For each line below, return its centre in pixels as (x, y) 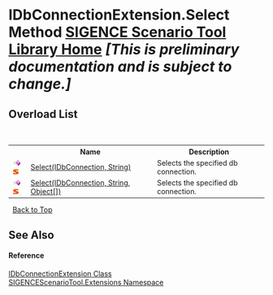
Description (209, 151)
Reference (26, 256)
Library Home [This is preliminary (124, 50)
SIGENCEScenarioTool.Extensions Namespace (86, 283)
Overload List (43, 114)
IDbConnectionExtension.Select (119, 15)
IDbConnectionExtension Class (60, 274)
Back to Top (32, 210)
